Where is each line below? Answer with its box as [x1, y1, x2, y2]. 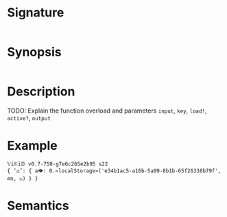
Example [7, 138, 58, 153]
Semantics [7, 198, 70, 214]
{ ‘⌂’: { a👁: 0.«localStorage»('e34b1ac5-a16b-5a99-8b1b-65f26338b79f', [7, 167, 222, 174]
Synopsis [7, 45, 62, 60]
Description [7, 84, 75, 100]
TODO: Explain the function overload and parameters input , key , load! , [7, 106, 207, 115]
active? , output [7, 113, 51, 122]
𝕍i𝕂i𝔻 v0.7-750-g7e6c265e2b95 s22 [7, 160, 108, 168]
